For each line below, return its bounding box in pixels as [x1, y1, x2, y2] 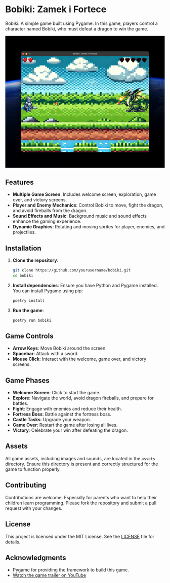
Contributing [5, 481, 47, 490]
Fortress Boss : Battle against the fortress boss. [12, 411, 111, 417]
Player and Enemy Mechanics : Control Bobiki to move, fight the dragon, [12, 202, 163, 209]
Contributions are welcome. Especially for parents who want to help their [5, 494, 157, 500]
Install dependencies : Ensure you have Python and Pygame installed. [12, 282, 158, 288]
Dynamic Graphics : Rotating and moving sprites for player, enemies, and [12, 224, 165, 230]
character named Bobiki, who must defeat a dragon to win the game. [5, 25, 148, 31]
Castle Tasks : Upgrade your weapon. [12, 417, 91, 423]
